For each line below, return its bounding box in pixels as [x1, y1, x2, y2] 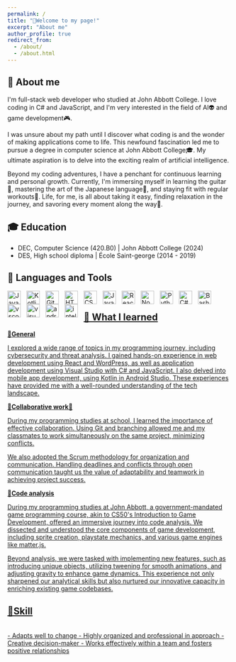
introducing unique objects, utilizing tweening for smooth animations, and [7, 562, 222, 570]
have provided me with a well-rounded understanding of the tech [7, 381, 198, 390]
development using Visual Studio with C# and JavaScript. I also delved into [7, 366, 226, 375]
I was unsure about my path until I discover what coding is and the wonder [7, 130, 225, 138]
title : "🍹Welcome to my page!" [7, 17, 100, 24]
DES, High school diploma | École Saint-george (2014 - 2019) [17, 251, 196, 260]
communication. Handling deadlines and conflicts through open [7, 460, 193, 469]
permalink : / [7, 10, 46, 18]
